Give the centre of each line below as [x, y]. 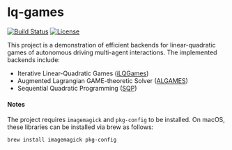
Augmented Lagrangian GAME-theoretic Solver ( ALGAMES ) [102, 80]
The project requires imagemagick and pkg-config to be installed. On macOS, [116, 120]
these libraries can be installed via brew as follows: [80, 127]
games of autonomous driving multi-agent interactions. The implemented [112, 52]
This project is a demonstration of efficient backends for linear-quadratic [111, 45]
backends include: [34, 59]
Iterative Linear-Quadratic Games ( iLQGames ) [83, 73]
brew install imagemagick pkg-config [62, 140]
